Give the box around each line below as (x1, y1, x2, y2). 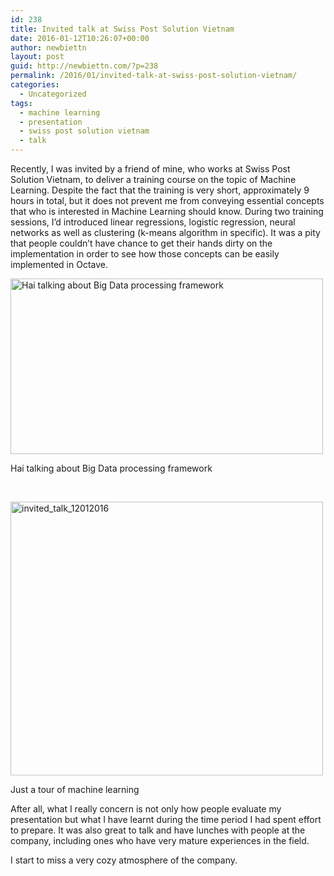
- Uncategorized (19, 89, 87, 99)
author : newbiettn (10, 42, 87, 53)
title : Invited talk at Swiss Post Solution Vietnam (10, 24, 235, 34)
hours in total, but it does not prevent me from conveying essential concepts (10, 195, 325, 206)
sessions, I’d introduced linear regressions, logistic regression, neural (10, 216, 296, 228)
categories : (10, 80, 60, 90)
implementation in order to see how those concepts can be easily (10, 248, 280, 260)
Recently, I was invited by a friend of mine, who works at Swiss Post (10, 163, 291, 175)
